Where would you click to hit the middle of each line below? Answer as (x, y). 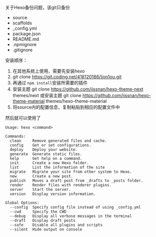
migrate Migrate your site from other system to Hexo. (71, 172)
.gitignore (22, 50)
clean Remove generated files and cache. (59, 141)
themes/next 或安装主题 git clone (47, 95)
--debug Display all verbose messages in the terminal (71, 216)
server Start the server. (40, 189)
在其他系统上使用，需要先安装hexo (48, 71)
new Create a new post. (41, 176)
